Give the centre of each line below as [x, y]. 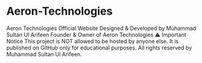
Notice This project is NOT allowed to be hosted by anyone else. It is [92, 41]
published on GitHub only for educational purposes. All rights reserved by [99, 48]
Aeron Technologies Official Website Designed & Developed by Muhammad [101, 28]
